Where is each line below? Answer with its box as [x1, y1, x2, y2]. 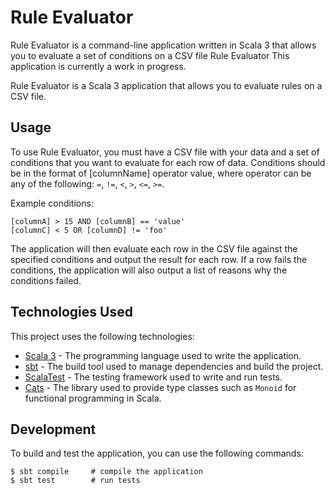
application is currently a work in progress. [10, 60, 187, 72]
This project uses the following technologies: [10, 330, 195, 342]
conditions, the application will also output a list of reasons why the [10, 264, 288, 276]
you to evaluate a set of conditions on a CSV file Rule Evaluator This [10, 49, 290, 61]
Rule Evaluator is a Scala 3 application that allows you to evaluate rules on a [10, 79, 323, 91]
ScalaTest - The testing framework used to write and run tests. [24, 371, 283, 383]
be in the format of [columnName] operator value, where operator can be [10, 167, 312, 179]
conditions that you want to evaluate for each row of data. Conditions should [10, 156, 326, 168]
